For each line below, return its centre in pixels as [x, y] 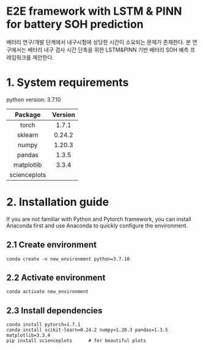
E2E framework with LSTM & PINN [94, 11]
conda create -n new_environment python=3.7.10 [68, 259]
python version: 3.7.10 [34, 99]
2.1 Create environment [51, 245]
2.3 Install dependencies [54, 310]
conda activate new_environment [47, 292]
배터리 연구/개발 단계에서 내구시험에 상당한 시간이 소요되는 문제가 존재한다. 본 [99, 42]
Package [28, 115]
